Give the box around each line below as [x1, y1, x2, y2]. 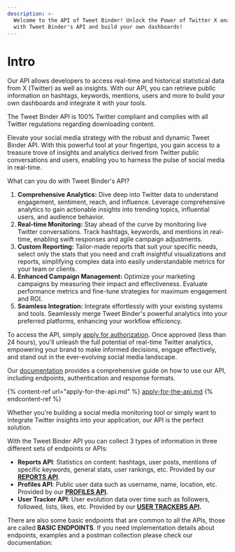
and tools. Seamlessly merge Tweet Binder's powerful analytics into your [17, 310, 228, 318]
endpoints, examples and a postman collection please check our [7, 531, 193, 539]
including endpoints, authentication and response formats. [7, 374, 176, 382]
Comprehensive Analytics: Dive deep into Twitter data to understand [17, 191, 219, 199]
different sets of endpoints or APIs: [7, 444, 108, 453]
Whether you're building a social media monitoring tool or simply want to [7, 408, 217, 417]
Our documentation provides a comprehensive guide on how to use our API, [7, 366, 226, 375]
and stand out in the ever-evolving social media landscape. [7, 353, 178, 361]
